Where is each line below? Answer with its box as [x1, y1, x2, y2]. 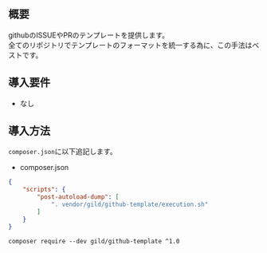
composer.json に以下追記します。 [8, 147, 117, 156]
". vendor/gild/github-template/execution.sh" [50, 200, 209, 209]
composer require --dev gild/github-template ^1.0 [8, 237, 180, 245]
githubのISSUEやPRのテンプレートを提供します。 [8, 30, 170, 40]
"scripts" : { [22, 186, 66, 194]
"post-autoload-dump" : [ [37, 193, 120, 201]
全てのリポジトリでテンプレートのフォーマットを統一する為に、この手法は [8, 40, 253, 49]
